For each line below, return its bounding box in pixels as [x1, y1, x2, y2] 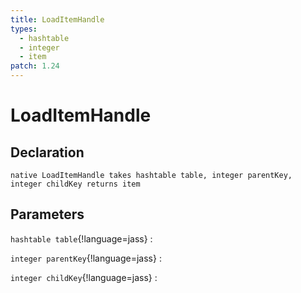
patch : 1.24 [10, 61, 60, 71]
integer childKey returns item [10, 179, 141, 189]
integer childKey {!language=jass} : [10, 271, 158, 283]
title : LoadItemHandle [10, 14, 105, 25]
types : [10, 24, 38, 34]
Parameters [10, 206, 85, 223]
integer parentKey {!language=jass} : [10, 252, 162, 264]
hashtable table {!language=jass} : [10, 232, 153, 245]
